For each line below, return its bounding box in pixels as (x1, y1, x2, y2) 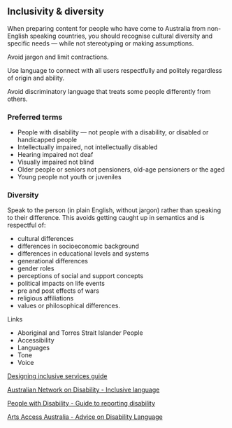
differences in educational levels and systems (17, 249, 150, 258)
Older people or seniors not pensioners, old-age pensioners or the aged (17, 165, 225, 174)
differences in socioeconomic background (17, 242, 140, 251)
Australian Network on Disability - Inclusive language (7, 385, 160, 394)
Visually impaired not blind (17, 158, 94, 167)
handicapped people (17, 136, 78, 144)
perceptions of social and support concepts (17, 272, 144, 280)
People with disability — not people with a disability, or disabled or (17, 128, 209, 137)
